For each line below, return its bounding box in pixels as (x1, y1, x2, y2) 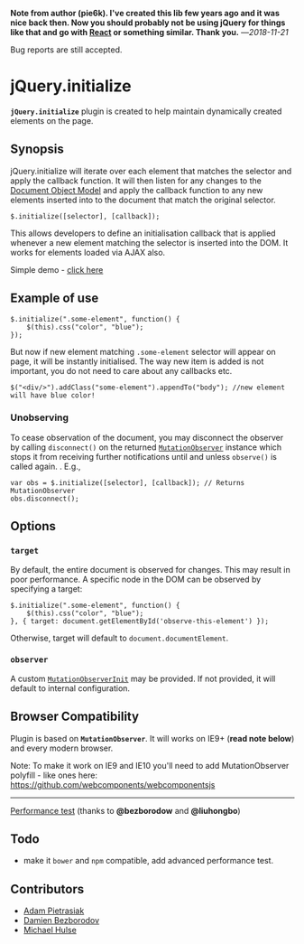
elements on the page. (10, 115, 94, 126)
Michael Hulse (23, 925, 78, 936)
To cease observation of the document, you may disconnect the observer (10, 432, 284, 443)
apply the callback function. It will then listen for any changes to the (10, 175, 263, 186)
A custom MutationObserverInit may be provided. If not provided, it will (10, 673, 276, 684)
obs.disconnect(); (10, 494, 79, 503)
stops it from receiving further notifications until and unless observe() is (10, 451, 278, 462)
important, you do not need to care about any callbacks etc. (10, 365, 233, 376)
